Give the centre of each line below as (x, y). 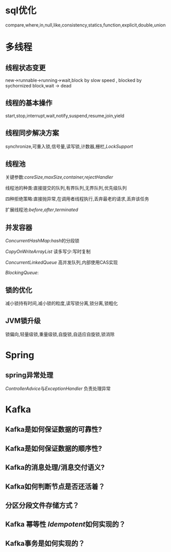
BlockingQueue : (22, 273)
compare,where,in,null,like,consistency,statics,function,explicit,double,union (86, 25)
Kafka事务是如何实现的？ (45, 543)
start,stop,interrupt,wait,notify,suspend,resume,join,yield (65, 116)
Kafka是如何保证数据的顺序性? (54, 448)
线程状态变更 (26, 68)
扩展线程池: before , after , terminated (42, 210)
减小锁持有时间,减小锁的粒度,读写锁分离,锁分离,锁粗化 (62, 303)
